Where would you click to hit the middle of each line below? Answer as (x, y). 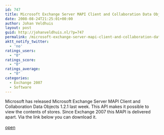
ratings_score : (20, 60)
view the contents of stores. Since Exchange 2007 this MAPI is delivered (78, 111)
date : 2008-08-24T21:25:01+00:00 (39, 19)
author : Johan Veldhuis (29, 23)
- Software (20, 87)
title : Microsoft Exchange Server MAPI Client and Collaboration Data (78, 14)
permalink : (16, 37)
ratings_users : (20, 51)
